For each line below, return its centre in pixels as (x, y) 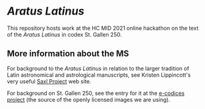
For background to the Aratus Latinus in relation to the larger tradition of (98, 68)
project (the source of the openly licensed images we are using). (89, 99)
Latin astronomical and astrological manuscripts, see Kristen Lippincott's (99, 75)
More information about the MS (68, 54)
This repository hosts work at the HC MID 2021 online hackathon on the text (103, 28)
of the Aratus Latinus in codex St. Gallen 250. (64, 34)
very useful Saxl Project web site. (49, 81)
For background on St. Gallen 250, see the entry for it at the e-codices (96, 93)
